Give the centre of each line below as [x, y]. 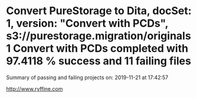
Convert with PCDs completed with [101, 49]
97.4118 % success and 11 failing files [99, 61]
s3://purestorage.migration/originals [99, 36]
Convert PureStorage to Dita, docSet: [99, 11]
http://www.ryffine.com [35, 89]
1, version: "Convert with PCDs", [87, 23]
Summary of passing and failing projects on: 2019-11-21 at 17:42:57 [87, 77]
